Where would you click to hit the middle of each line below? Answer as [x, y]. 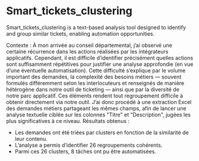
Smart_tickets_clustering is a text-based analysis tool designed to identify [96, 27]
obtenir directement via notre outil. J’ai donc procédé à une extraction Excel [99, 102]
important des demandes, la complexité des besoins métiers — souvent [94, 77]
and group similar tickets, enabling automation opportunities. [80, 33]
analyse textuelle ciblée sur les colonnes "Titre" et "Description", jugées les [99, 115]
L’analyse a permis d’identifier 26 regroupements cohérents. [89, 145]
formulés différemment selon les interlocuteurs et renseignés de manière [95, 83]
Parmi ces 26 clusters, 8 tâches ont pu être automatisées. [85, 151]
